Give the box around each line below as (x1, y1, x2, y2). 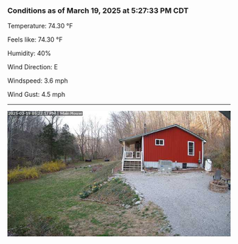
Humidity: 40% (7, 49, 52, 58)
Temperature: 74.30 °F (7, 22, 73, 30)
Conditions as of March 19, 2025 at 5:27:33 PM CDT (7, 6, 189, 16)
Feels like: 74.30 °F (7, 35, 63, 44)
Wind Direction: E (7, 63, 58, 71)
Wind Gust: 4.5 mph (7, 91, 66, 99)
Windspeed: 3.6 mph (7, 76, 69, 85)
